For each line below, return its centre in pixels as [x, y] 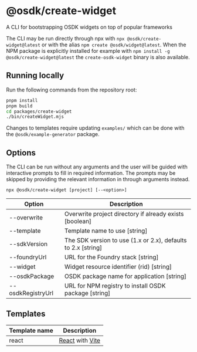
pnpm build [19, 106]
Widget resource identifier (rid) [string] [118, 267]
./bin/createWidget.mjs [35, 117]
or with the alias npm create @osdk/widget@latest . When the [114, 45]
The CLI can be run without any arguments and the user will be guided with [97, 167]
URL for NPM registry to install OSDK [115, 286]
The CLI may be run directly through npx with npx [65, 38]
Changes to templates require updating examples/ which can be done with [95, 128]
